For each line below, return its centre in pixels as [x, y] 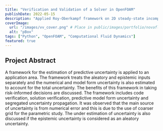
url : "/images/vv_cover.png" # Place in [51, 28]
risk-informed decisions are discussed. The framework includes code [74, 93]
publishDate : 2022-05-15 [30, 14]
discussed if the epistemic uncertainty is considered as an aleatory [72, 118]
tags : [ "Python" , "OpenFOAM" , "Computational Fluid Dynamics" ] [70, 37]
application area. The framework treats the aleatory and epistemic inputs [78, 77]
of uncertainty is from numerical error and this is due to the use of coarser [79, 108]
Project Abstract [30, 61]
